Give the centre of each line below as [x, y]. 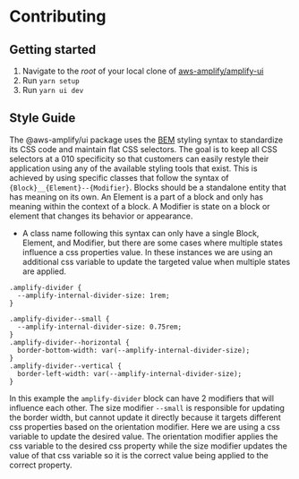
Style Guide [43, 118]
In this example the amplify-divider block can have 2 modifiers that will [142, 398]
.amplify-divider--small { [60, 319]
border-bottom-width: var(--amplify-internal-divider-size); [134, 350]
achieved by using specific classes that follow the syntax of [120, 177]
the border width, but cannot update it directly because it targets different [145, 417]
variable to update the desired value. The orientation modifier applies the [144, 436]
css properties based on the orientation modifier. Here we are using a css [145, 426]
